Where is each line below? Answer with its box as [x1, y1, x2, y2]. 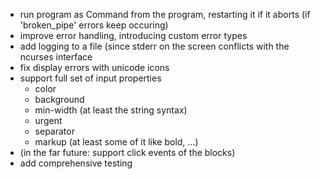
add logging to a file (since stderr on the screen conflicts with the [19, 40, 290, 52]
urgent [34, 115, 63, 126]
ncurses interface [19, 51, 93, 63]
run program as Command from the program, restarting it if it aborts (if [19, 9, 311, 20]
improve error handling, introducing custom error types [19, 30, 248, 41]
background [34, 94, 85, 105]
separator [34, 125, 75, 137]
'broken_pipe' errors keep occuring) [19, 19, 169, 31]
